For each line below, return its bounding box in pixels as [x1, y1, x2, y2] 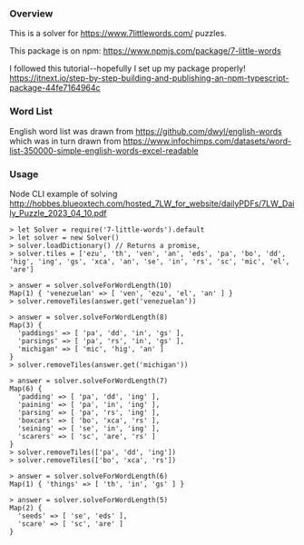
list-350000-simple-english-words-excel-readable [9, 144, 199, 156]
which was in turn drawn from [9, 135, 122, 146]
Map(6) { [9, 384, 43, 393]
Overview [9, 7, 54, 20]
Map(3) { [9, 321, 43, 330]
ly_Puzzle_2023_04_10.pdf [9, 207, 107, 218]
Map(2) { [9, 503, 43, 512]
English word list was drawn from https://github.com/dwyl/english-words [9, 125, 283, 136]
